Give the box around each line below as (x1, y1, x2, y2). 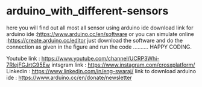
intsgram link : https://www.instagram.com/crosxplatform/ (51, 61, 195, 68)
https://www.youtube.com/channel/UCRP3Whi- (41, 55, 160, 62)
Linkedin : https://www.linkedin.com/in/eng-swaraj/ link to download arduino (6, 67, 197, 74)
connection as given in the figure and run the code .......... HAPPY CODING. (6, 43, 192, 50)
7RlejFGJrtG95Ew (6, 61, 50, 68)
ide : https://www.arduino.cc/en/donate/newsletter (6, 74, 133, 81)
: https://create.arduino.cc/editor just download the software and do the (6, 37, 183, 44)
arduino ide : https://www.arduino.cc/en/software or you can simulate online (6, 30, 194, 37)
